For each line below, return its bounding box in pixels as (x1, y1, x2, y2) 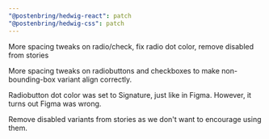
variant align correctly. (57, 74, 132, 84)
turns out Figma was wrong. (8, 99, 102, 108)
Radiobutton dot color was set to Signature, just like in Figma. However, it (8, 90, 252, 99)
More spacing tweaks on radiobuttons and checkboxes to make (8, 65, 221, 75)
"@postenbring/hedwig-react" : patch (8, 11, 132, 20)
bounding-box (8, 74, 57, 84)
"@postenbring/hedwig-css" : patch (8, 19, 125, 27)
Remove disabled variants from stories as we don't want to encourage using (8, 114, 262, 124)
